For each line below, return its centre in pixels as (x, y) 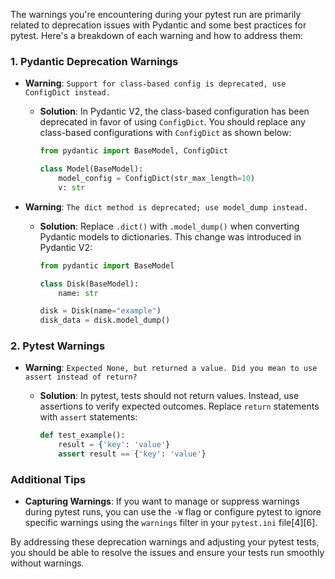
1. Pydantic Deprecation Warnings (94, 61)
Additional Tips (48, 480)
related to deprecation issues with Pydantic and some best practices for (158, 25)
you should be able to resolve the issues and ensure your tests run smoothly (167, 553)
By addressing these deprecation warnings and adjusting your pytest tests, (165, 542)
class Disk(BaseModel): (89, 284)
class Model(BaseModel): (91, 169)
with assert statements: (88, 417)
